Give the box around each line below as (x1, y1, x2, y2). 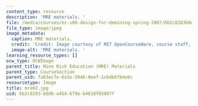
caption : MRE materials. (11, 36, 72, 42)
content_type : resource (6, 8, 65, 15)
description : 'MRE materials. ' (6, 14, 85, 20)
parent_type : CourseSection (6, 69, 75, 75)
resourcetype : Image (6, 80, 57, 86)
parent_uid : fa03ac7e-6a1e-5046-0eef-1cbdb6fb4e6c (6, 74, 133, 80)
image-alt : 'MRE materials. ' (11, 47, 85, 53)
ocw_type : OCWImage (6, 58, 54, 64)
